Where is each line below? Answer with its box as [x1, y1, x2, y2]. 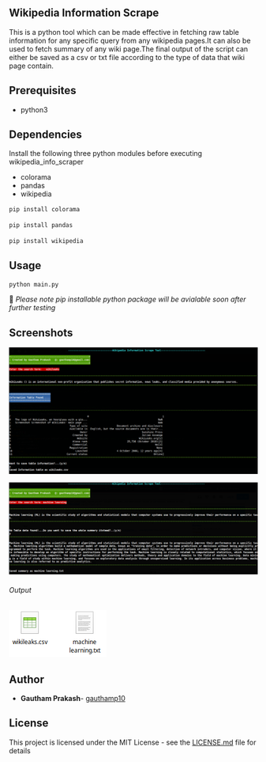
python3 [20, 104, 48, 114]
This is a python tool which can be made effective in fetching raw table [9, 27, 239, 36]
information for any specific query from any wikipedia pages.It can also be [9, 36, 251, 45]
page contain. [9, 61, 54, 70]
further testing [9, 303, 56, 313]
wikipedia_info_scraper [9, 157, 84, 167]
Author [9, 673, 44, 686]
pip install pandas [9, 222, 73, 229]
